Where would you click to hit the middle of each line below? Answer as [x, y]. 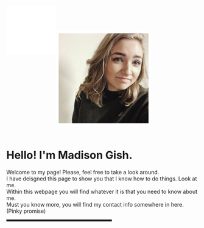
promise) [35, 211]
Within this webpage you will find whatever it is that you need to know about [102, 191]
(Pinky [14, 211]
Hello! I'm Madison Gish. [69, 155]
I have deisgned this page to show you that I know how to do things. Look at [102, 179]
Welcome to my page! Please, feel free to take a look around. [83, 172]
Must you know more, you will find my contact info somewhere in [88, 204]
